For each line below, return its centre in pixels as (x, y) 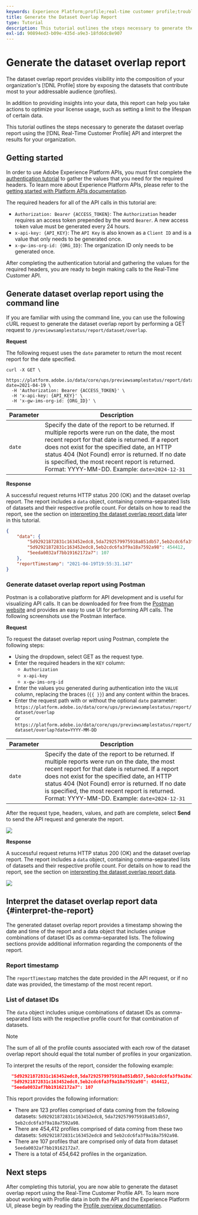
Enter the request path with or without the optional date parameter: (96, 700)
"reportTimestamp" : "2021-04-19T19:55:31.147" (75, 564)
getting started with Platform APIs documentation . (67, 191)
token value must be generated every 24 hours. (72, 226)
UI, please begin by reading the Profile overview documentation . (84, 1205)
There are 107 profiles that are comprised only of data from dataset (96, 1141)
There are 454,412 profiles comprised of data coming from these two (98, 1129)
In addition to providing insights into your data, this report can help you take (98, 103)
